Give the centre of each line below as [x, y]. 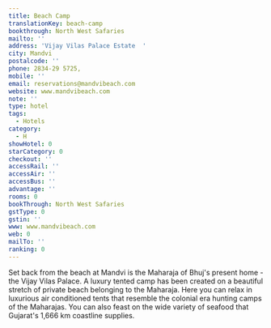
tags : [17, 114]
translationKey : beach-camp [56, 23]
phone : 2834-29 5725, [45, 69]
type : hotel [28, 106]
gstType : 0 [27, 211]
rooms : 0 [23, 196]
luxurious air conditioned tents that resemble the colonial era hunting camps [135, 298]
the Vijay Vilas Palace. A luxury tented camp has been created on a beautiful [136, 281]
